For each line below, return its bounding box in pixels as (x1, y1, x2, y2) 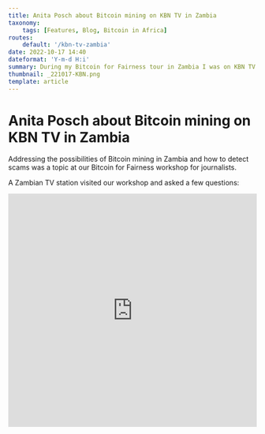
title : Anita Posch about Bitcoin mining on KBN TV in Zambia (8, 11, 217, 20)
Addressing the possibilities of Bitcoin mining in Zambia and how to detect (8, 155, 249, 164)
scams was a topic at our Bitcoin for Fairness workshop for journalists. (8, 163, 237, 172)
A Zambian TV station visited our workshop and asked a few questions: (8, 178, 240, 188)
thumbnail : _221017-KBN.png (8, 70, 101, 78)
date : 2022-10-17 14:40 (8, 48, 87, 56)
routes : (8, 33, 34, 42)
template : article (8, 77, 69, 85)
